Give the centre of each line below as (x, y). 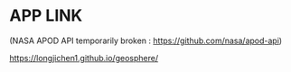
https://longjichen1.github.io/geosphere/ (84, 58)
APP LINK (46, 16)
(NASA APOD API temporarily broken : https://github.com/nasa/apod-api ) (146, 40)
